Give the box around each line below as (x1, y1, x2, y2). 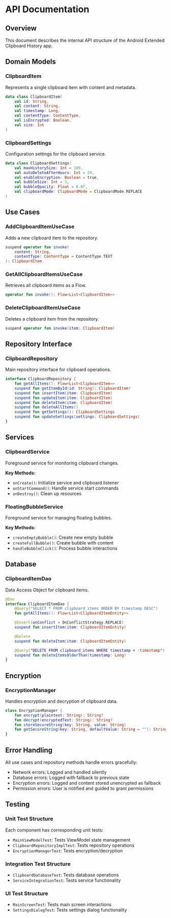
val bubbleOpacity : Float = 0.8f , (14, 184, 88, 189)
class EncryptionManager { (5, 708, 63, 713)
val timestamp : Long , (14, 108, 60, 113)
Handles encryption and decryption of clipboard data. (5, 698, 118, 704)
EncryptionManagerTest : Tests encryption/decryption (12, 847, 123, 853)
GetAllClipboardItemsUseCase (5, 271, 83, 278)
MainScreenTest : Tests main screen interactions (12, 902, 112, 908)
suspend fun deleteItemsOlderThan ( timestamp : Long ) (14, 652, 126, 657)
